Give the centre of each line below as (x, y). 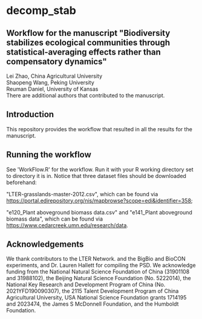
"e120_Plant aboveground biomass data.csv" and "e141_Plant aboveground (99, 212)
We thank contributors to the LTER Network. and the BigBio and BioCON (96, 259)
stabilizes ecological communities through (88, 42)
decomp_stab (41, 11)
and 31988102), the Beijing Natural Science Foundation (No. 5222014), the (99, 278)
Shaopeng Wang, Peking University (50, 82)
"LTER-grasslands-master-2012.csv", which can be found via (82, 194)
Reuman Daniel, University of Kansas (52, 89)
